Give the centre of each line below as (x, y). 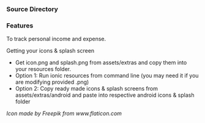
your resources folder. (43, 69)
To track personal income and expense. (56, 39)
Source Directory (32, 9)
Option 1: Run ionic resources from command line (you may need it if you (107, 76)
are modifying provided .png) (52, 82)
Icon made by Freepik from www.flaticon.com (64, 114)
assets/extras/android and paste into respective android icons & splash (105, 95)
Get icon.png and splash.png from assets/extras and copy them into (101, 62)
